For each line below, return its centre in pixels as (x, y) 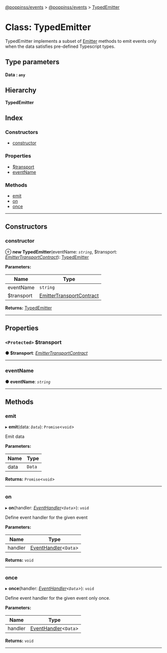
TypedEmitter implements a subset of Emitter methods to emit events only (81, 41)
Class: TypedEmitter (48, 27)
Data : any (15, 75)
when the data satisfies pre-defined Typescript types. (60, 46)
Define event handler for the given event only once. (58, 598)
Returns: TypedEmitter (29, 308)
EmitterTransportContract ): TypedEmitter (47, 257)
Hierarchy (21, 90)
